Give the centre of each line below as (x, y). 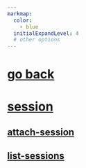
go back (31, 75)
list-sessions (36, 156)
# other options (37, 40)
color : (23, 20)
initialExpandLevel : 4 (46, 33)
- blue (29, 27)
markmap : (20, 14)
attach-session (41, 132)
